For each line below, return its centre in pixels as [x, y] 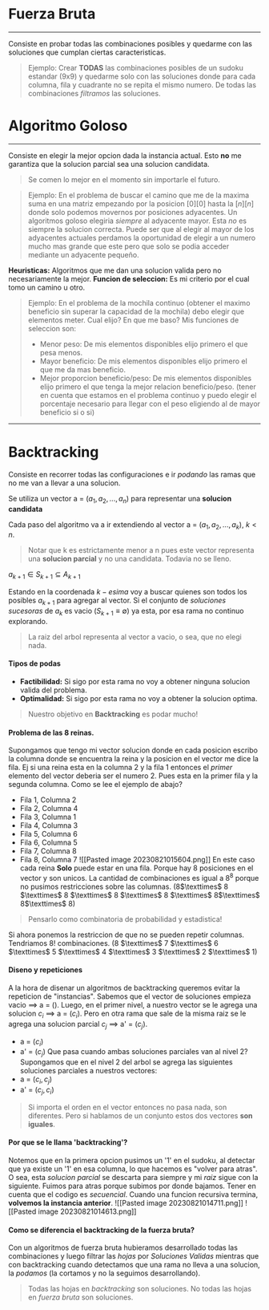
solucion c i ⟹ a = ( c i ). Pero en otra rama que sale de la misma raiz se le [127, 1014]
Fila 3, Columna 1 [48, 817]
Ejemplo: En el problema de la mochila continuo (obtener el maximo [139, 302]
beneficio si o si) [67, 412]
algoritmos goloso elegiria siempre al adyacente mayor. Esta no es [137, 221]
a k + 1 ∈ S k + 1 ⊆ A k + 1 [44, 576]
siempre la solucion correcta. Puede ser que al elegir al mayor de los [141, 229]
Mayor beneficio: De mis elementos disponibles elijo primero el [144, 361]
